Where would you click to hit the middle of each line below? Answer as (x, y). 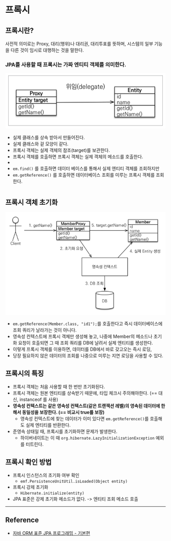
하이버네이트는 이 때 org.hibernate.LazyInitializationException (87, 438)
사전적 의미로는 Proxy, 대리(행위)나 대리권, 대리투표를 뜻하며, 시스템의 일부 (79, 44)
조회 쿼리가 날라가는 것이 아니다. (45, 330)
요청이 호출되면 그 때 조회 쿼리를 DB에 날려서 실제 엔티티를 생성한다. (85, 343)
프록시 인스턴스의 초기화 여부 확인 (46, 475)
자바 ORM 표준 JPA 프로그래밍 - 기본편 (51, 533)
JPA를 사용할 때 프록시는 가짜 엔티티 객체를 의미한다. (66, 64)
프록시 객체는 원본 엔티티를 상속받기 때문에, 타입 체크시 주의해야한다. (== (85, 393)
